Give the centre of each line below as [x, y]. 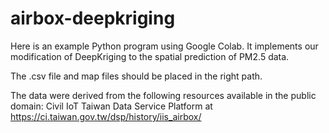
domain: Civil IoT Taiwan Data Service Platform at [111, 106]
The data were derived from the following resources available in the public [163, 95]
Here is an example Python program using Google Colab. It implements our [164, 46]
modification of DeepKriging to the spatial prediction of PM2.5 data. [150, 56]
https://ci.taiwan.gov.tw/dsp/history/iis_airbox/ [106, 116]
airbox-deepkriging [93, 18]
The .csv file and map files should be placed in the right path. [136, 76]
